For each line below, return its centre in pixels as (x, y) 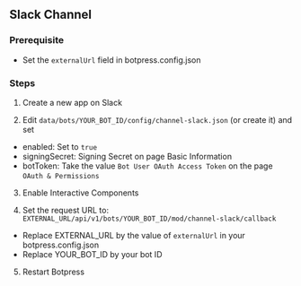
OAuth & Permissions (61, 176)
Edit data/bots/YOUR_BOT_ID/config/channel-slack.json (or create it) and (157, 119)
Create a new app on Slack (72, 102)
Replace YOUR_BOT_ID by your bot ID (92, 254)
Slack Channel (51, 15)
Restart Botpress (53, 272)
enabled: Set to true (59, 146)
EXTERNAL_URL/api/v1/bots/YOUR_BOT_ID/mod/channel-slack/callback (149, 219)
